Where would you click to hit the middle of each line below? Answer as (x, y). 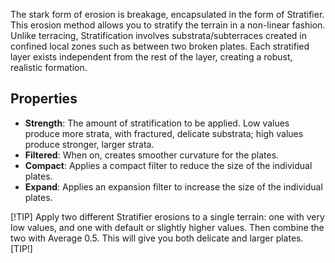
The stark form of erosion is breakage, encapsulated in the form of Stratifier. (167, 14)
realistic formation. (49, 67)
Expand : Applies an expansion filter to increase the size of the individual (173, 186)
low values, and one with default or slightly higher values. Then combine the (167, 227)
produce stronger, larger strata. (89, 144)
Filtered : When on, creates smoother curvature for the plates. (152, 155)
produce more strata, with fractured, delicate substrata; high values (164, 133)
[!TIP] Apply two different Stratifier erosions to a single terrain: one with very (167, 216)
